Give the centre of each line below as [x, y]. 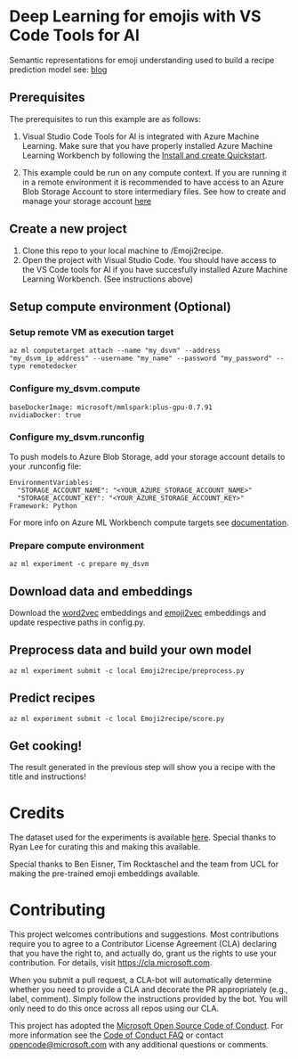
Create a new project [68, 229]
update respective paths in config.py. [77, 622]
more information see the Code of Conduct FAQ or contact [117, 1035]
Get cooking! [46, 746]
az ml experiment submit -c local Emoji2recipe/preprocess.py [127, 670]
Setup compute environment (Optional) [120, 306]
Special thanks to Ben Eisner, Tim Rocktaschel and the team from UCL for [144, 864]
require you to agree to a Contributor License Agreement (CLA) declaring [143, 944]
